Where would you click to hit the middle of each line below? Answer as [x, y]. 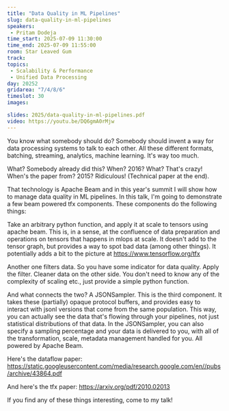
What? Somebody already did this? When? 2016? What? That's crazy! [105, 169]
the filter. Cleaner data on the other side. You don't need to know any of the [113, 274]
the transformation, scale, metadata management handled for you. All [105, 338]
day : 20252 [23, 84]
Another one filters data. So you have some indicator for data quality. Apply [113, 266]
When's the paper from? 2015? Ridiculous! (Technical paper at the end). [108, 176]
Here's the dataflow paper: [45, 359]
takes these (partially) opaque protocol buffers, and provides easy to [104, 301]
